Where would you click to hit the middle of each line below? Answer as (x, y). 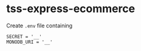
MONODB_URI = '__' (29, 42)
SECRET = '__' (24, 36)
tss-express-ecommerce (71, 9)
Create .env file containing (40, 25)
